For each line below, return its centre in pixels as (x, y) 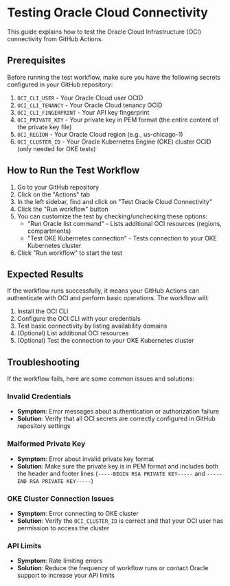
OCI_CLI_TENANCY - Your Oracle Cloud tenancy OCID (90, 105)
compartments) (49, 231)
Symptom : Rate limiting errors (60, 561)
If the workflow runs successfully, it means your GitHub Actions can (103, 291)
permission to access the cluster (63, 528)
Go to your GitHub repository (58, 187)
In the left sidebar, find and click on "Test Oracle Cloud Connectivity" (115, 201)
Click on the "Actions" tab (54, 194)
